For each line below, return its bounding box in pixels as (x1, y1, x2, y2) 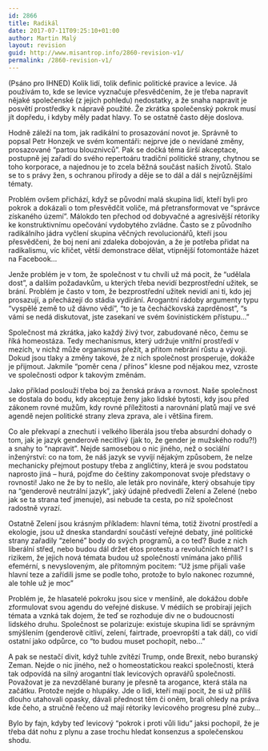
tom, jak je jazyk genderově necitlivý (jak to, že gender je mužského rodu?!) (8, 435, 258, 444)
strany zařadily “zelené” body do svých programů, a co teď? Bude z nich (8, 536, 248, 545)
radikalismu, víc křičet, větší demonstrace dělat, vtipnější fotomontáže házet (8, 245, 259, 255)
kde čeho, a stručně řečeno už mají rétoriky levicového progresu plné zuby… (8, 702, 261, 713)
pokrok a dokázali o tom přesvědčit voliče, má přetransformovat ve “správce (8, 203, 260, 212)
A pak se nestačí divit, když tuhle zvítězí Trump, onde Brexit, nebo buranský (8, 652, 258, 661)
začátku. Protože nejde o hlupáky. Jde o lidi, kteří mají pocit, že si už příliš (8, 685, 252, 695)
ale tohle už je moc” (8, 578, 74, 588)
